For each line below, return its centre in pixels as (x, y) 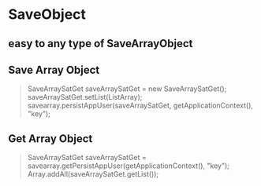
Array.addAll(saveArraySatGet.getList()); (93, 174)
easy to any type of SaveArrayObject (101, 44)
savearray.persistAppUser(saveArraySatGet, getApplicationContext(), (140, 106)
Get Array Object (50, 139)
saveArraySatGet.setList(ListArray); (85, 97)
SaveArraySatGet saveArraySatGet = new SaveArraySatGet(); (127, 89)
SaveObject (47, 15)
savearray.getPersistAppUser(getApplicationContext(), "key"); (129, 166)
